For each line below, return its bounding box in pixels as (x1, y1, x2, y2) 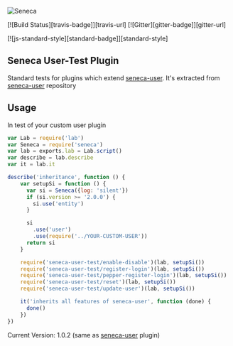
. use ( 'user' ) (33, 226, 72, 234)
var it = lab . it (7, 161, 55, 168)
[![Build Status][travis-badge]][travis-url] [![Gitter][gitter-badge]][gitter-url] (7, 21, 226, 28)
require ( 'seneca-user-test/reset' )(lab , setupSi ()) (20, 279, 176, 286)
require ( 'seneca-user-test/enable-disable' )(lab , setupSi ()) (20, 259, 205, 266)
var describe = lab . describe (7, 154, 94, 161)
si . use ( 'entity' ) (33, 200, 84, 207)
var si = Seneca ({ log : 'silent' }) (26, 187, 129, 194)
